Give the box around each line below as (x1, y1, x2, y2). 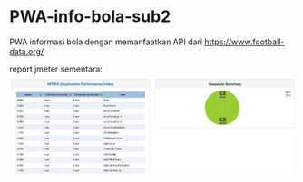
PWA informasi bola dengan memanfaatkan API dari (9, 36, 202, 47)
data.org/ (9, 45, 44, 56)
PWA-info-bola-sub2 (9, 6, 171, 27)
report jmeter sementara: (9, 63, 103, 74)
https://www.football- (203, 36, 285, 47)
